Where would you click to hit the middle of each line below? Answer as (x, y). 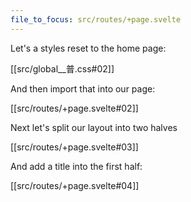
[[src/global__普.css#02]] (62, 68)
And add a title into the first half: (76, 166)
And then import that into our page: (83, 88)
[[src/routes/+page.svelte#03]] (74, 147)
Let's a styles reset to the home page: (88, 48)
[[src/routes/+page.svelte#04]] (75, 185)
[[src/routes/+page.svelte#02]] (74, 108)
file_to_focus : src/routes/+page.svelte (96, 19)
